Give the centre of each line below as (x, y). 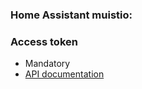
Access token (44, 41)
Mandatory (47, 64)
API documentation (64, 74)
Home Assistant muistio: (71, 15)
